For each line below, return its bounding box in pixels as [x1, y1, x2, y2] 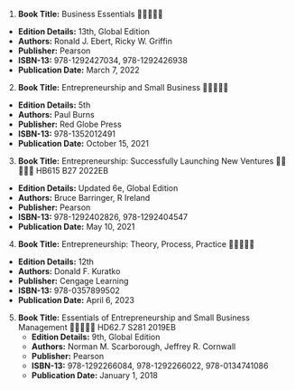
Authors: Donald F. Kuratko [17, 266, 121, 276]
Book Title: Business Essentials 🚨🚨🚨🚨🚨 [17, 9, 164, 19]
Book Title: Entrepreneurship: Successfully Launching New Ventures [17, 156, 274, 166]
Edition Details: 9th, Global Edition [31, 331, 161, 342]
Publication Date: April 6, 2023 [17, 295, 135, 305]
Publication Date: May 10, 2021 [17, 222, 135, 232]
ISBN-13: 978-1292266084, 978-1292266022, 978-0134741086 [31, 360, 269, 371]
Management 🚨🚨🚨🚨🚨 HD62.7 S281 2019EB [17, 322, 176, 332]
